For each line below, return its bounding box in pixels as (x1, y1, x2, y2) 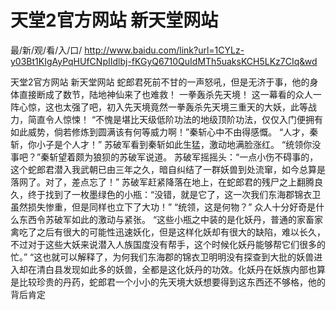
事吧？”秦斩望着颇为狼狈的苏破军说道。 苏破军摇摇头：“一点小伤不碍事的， (10, 151, 319, 163)
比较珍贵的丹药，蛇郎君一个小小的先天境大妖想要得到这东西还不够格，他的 (18, 276, 326, 288)
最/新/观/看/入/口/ (10, 44, 83, 56)
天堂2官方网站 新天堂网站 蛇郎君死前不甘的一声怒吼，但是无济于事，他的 (10, 76, 310, 88)
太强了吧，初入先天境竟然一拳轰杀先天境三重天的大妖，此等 (62, 101, 308, 113)
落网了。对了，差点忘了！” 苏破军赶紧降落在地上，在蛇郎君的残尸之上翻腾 (10, 176, 315, 188)
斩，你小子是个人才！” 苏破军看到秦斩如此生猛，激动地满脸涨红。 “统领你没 (10, 138, 322, 150)
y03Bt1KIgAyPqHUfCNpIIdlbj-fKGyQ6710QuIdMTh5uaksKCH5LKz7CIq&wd (10, 55, 318, 67)
